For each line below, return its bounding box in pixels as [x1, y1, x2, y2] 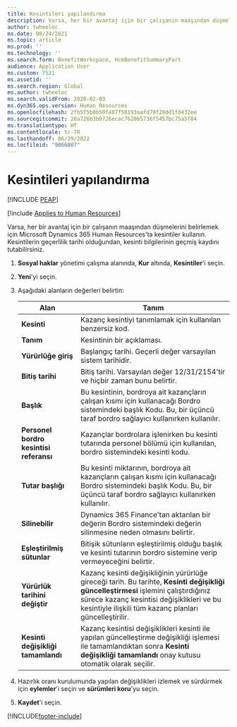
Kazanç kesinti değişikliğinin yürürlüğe [80, 568, 208, 578]
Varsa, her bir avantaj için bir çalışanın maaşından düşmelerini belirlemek [7, 223, 219, 232]
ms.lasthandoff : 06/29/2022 [7, 135, 90, 142]
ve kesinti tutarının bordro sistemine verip [80, 548, 217, 558]
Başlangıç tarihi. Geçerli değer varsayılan [80, 347, 217, 356]
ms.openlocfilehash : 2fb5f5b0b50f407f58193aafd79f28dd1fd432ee [7, 109, 197, 116]
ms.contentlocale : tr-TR [7, 128, 80, 136]
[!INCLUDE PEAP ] [7, 196, 59, 204]
